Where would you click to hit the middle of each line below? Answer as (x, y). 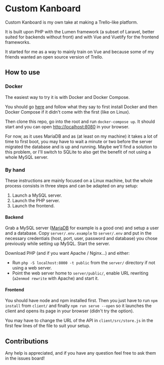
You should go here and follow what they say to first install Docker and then (81, 107)
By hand (15, 170)
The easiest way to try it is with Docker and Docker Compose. (67, 97)
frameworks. (18, 42)
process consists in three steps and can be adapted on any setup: (71, 185)
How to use (23, 73)
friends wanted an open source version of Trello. (54, 57)
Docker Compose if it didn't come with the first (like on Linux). (68, 112)
